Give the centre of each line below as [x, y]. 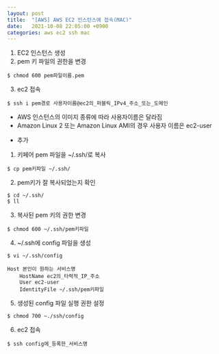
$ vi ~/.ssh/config [35, 256]
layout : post [26, 13]
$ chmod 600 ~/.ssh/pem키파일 [48, 229]
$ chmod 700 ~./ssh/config [46, 316]
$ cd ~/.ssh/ [26, 196]
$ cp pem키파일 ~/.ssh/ [39, 169]
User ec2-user [39, 282]
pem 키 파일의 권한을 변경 [52, 62]
